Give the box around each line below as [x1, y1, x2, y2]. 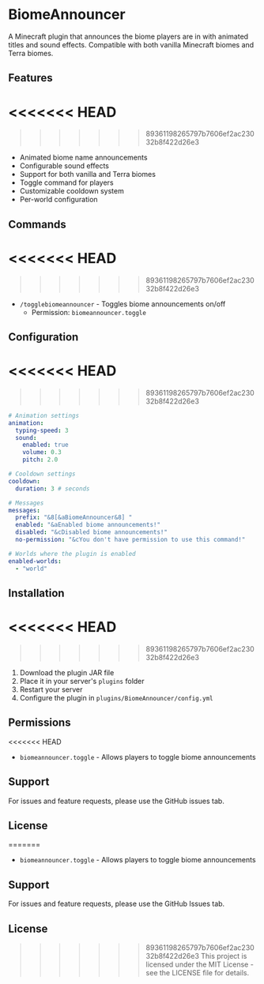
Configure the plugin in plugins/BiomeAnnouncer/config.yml [19, 693, 213, 702]
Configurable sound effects [19, 161, 109, 171]
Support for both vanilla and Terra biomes [19, 170, 157, 179]
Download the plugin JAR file [19, 667, 115, 677]
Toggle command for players [19, 178, 114, 187]
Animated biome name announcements [19, 152, 148, 163]
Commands [8, 217, 67, 231]
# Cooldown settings [8, 470, 77, 479]
